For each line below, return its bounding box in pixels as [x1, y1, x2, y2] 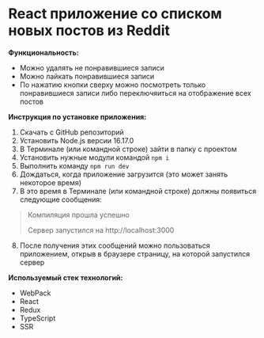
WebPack [19, 288, 51, 298]
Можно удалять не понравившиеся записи [19, 63, 164, 72]
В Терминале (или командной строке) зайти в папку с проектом [19, 144, 237, 154]
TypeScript [19, 313, 56, 323]
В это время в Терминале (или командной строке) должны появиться [19, 186, 257, 196]
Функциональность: [8, 47, 79, 57]
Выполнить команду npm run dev [19, 161, 130, 170]
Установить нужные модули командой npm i [19, 152, 170, 162]
